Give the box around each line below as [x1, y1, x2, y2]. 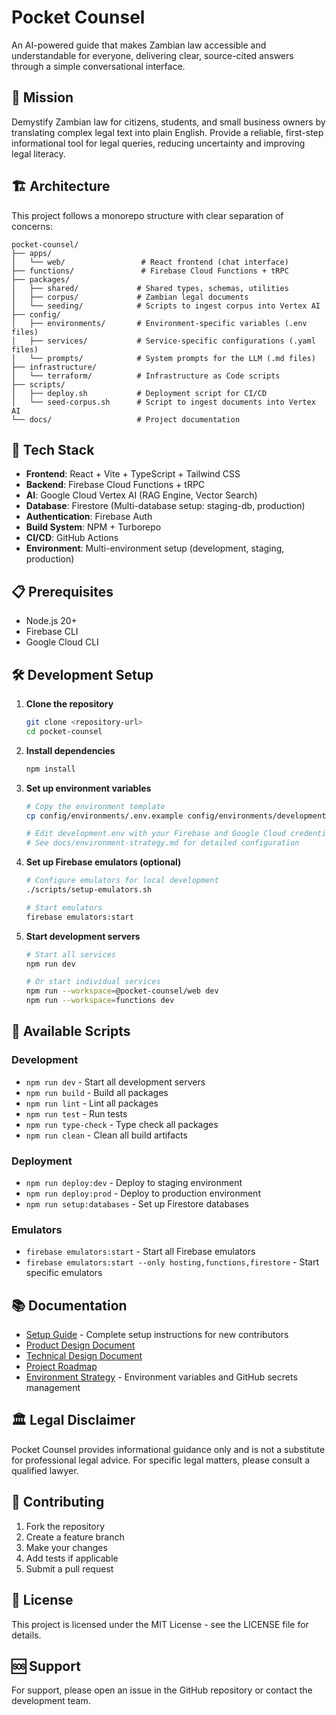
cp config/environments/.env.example [25, 811, 184, 821]
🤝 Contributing [11, 1494, 105, 1511]
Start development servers [25, 930, 141, 942]
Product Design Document [25, 1339, 136, 1351]
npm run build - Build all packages [25, 1086, 169, 1098]
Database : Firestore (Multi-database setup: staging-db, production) [25, 500, 306, 512]
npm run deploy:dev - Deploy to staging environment [25, 1176, 243, 1188]
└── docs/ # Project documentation [11, 414, 241, 425]
